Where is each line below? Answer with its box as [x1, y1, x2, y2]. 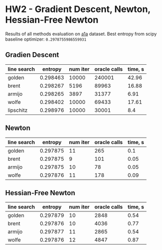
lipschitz [8, 106, 28, 113]
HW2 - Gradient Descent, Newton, [5, 4, 151, 15]
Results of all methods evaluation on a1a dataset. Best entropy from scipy [5, 31, 157, 37]
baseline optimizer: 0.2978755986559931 [5, 36, 87, 42]
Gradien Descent [5, 51, 59, 59]
